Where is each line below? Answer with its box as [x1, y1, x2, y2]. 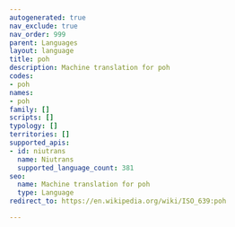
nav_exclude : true [9, 22, 78, 31]
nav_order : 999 [9, 30, 66, 39]
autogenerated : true [9, 13, 87, 22]
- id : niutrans [9, 146, 66, 155]
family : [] [9, 105, 50, 114]
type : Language [17, 188, 74, 197]
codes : [9, 72, 34, 81]
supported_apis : [9, 138, 70, 147]
